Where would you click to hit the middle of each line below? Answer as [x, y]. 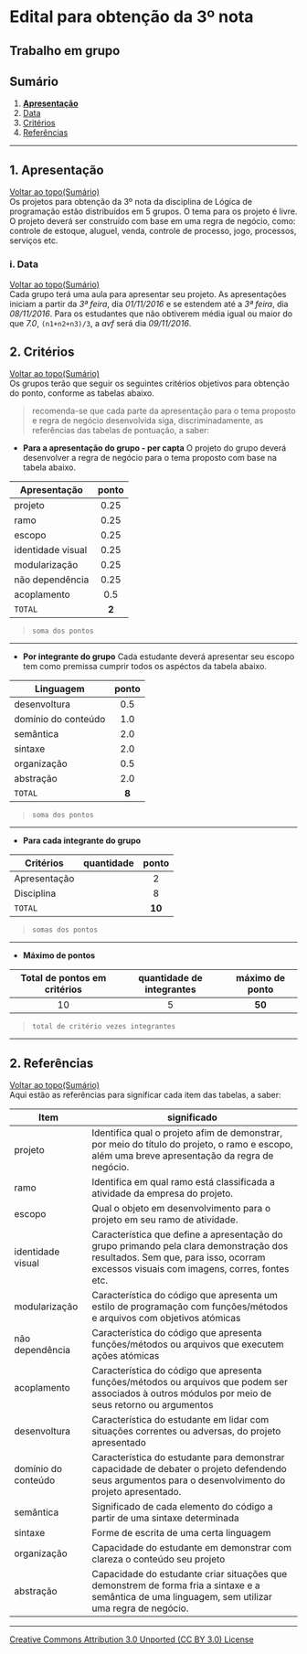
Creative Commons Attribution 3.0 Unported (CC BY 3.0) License [132, 1639]
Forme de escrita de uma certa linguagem [181, 1533]
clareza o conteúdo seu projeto [158, 1559]
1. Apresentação [57, 170]
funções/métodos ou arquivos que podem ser [189, 1382]
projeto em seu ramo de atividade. [164, 1220]
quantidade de [170, 978]
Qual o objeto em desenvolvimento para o [181, 1209]
